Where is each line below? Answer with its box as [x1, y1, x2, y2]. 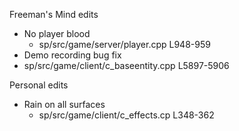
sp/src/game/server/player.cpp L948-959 [38, 39, 211, 50]
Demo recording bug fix [23, 49, 122, 61]
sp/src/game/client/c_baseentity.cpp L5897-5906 [23, 60, 230, 71]
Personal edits [9, 79, 69, 91]
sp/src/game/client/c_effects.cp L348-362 [38, 109, 215, 121]
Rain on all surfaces [23, 99, 106, 110]
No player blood [23, 28, 91, 39]
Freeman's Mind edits [9, 9, 99, 20]
